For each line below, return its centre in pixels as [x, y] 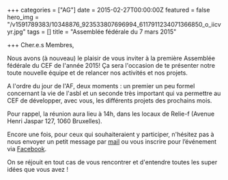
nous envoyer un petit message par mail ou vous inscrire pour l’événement [112, 142]
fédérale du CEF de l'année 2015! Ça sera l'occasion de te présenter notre [111, 65]
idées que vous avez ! [38, 169]
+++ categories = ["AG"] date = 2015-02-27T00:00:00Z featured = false [109, 10]
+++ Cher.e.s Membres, [41, 45]
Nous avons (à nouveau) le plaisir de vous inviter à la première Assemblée [111, 58]
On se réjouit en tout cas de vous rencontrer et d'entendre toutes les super [112, 162]
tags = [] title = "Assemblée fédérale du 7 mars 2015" [102, 31]
